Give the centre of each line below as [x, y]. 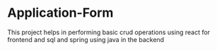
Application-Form [60, 13]
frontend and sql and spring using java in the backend [86, 39]
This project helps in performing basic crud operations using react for [109, 32]
